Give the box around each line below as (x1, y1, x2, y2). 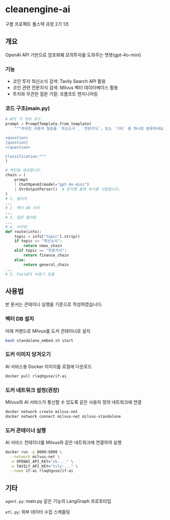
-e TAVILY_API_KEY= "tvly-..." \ (10, 464, 78, 469)
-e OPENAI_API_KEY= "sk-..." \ (10, 459, 73, 464)
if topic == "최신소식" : (14, 239, 62, 244)
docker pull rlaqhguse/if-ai (5, 373, 67, 379)
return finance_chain (23, 253, 69, 258)
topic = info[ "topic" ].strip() (14, 234, 80, 239)
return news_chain (23, 243, 62, 248)
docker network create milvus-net (5, 409, 78, 414)
